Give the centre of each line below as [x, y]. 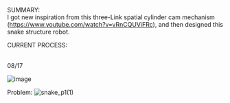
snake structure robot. [38, 32]
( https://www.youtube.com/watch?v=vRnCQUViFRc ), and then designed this [115, 24]
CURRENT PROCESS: [37, 45]
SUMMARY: [23, 10]
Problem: [20, 92]
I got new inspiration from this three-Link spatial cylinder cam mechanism [111, 17]
